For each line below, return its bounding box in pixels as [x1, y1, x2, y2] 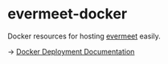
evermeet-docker [7, 5, 128, 23]
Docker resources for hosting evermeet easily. [7, 31, 162, 41]
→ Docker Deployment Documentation [7, 46, 135, 56]
